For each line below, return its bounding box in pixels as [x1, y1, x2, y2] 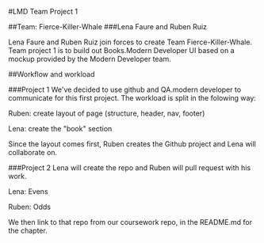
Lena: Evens [8, 187, 49, 196]
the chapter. [8, 226, 48, 235]
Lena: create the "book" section [8, 124, 113, 133]
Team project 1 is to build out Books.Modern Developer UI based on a [8, 46, 235, 55]
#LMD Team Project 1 [8, 7, 78, 16]
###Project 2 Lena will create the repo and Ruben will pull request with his [8, 163, 251, 173]
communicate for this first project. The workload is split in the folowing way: [8, 93, 256, 102]
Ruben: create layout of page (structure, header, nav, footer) [8, 108, 205, 118]
